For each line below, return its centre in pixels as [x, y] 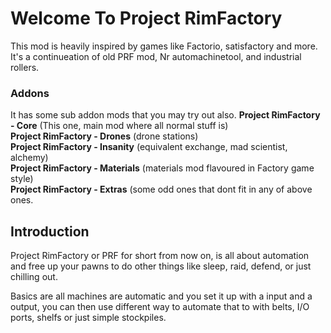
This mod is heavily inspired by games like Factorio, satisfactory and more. [164, 46]
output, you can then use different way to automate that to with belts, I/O [160, 307]
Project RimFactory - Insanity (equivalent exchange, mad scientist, [149, 147]
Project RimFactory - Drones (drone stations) [104, 136]
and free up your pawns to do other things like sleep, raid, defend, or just [161, 266]
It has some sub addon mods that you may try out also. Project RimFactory [165, 115]
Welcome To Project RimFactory [146, 18]
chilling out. [34, 277]
